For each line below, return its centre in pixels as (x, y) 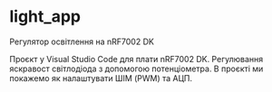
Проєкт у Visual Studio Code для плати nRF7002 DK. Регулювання (136, 59)
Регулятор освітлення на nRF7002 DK (82, 41)
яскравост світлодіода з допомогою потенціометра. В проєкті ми (136, 69)
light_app (45, 17)
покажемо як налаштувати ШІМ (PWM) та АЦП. (101, 78)
